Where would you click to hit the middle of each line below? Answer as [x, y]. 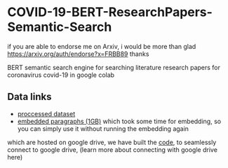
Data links [29, 97]
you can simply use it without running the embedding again [103, 128]
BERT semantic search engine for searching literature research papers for [114, 67]
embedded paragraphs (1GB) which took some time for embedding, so [119, 121]
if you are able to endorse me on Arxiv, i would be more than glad [102, 46]
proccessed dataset [46, 113]
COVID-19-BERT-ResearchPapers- [110, 12]
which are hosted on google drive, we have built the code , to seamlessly [112, 142]
